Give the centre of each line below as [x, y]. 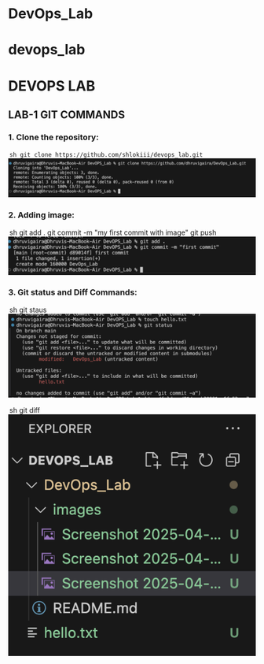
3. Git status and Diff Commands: [73, 292]
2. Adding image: [41, 215]
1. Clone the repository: [54, 137]
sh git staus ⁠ [29, 310]
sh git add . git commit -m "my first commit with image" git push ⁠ [114, 232]
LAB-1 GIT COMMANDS [67, 115]
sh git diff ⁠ [26, 410]
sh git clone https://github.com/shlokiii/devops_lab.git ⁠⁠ [110, 155]
